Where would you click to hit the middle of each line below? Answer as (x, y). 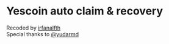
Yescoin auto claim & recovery (85, 11)
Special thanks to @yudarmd (43, 34)
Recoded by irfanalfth (34, 28)
